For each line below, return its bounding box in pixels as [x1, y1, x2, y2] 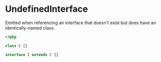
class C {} [5, 43, 28, 48]
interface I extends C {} [5, 52, 58, 57]
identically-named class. [5, 25, 55, 31]
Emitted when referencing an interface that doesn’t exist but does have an [5, 20, 156, 26]
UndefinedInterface [5, 3, 88, 15]
